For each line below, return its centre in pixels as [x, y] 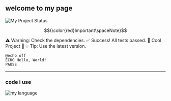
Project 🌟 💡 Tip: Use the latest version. [46, 46]
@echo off [16, 55]
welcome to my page [39, 8]
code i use [18, 82]
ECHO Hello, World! [26, 60]
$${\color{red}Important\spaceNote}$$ [85, 30]
